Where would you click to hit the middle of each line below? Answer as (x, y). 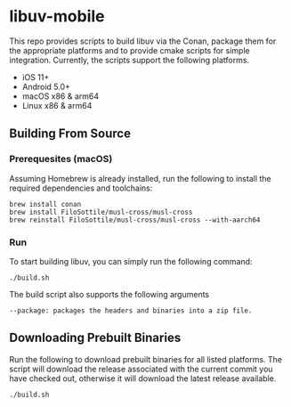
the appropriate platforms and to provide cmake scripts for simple (130, 50)
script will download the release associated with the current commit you (141, 369)
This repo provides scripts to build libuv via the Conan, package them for (143, 41)
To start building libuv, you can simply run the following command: (131, 261)
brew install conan (45, 204)
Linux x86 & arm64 (57, 105)
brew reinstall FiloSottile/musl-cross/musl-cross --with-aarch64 (135, 220)
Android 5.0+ (46, 86)
